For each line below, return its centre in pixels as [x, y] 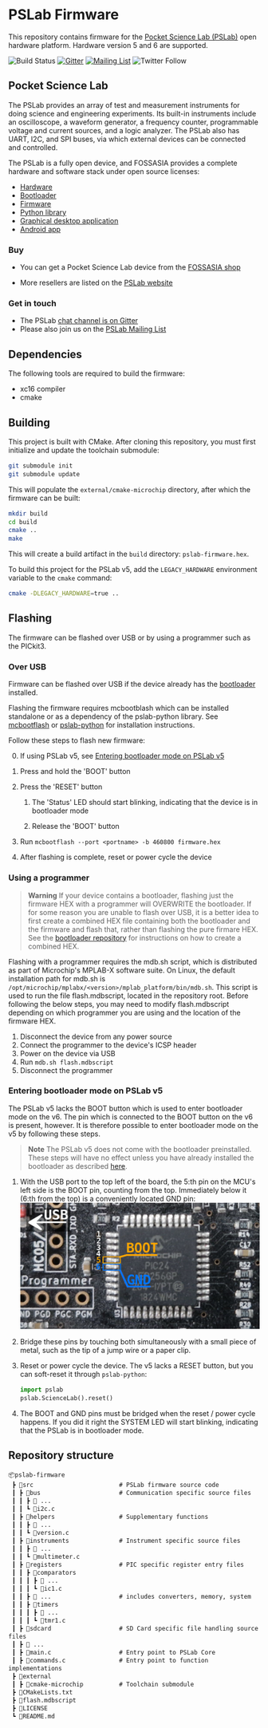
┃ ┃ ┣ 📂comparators [44, 1572]
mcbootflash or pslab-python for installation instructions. [102, 725]
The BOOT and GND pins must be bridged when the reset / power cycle [138, 1413]
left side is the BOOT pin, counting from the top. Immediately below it [133, 1189]
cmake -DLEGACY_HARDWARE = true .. [64, 594]
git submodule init [41, 466]
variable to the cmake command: [60, 578]
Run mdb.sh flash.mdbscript [67, 1062]
